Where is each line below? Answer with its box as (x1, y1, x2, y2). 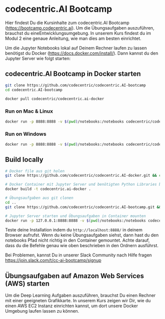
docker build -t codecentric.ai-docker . (5, 187, 91, 191)
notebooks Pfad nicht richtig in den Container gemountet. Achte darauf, (5, 237, 150, 243)
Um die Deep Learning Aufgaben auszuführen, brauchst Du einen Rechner (5, 292, 156, 298)
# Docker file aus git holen (5, 168, 65, 173)
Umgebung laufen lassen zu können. (5, 308, 80, 314)
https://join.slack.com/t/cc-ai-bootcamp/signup (5, 257, 102, 263)
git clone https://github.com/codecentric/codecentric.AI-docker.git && (5, 173, 157, 178)
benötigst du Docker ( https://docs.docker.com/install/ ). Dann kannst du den (5, 50, 159, 56)
